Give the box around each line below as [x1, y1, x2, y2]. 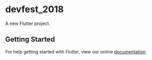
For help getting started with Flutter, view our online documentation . [5, 48, 147, 54]
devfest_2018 [5, 4, 64, 15]
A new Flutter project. [5, 20, 51, 26]
